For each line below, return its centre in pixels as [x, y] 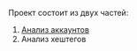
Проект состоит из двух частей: [68, 13]
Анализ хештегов [53, 39]
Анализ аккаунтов [55, 29]
